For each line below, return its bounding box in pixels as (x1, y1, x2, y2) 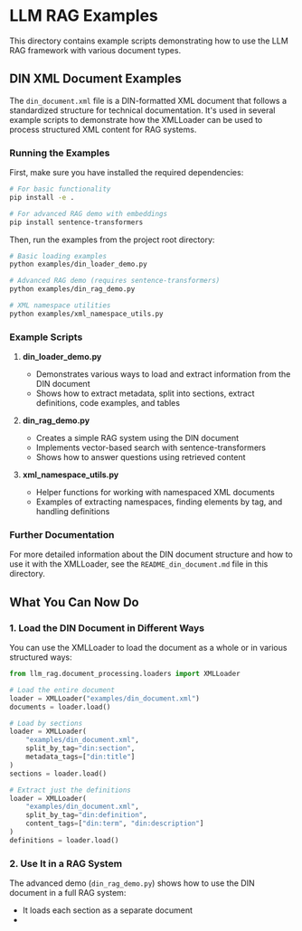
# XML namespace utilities (9, 301, 111, 310)
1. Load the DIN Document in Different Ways (9, 621, 205, 634)
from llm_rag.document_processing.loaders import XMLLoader (9, 670, 241, 679)
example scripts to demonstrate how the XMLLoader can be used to (9, 114, 263, 125)
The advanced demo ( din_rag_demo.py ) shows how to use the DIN (9, 878, 255, 889)
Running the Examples (9, 146, 110, 159)
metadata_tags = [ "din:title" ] (25, 752, 136, 762)
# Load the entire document (9, 685, 116, 694)
